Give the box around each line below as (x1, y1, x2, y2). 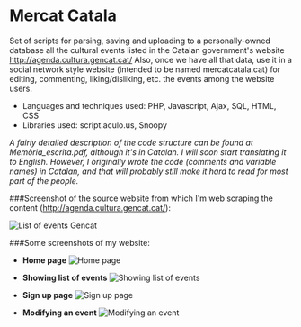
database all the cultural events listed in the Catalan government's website (9, 44, 285, 55)
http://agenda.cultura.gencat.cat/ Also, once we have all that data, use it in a (9, 54, 292, 65)
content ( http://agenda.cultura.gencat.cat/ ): (9, 202, 171, 213)
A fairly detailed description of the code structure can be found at (9, 137, 253, 148)
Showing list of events (22, 272, 108, 283)
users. (9, 83, 33, 94)
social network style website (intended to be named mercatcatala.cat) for (9, 64, 281, 75)
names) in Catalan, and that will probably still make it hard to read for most (9, 166, 289, 177)
